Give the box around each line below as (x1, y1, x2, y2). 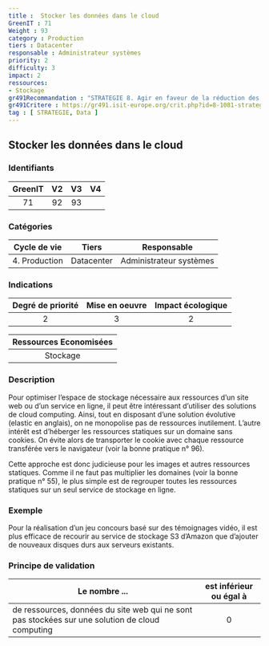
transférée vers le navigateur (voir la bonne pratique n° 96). (8, 443, 205, 453)
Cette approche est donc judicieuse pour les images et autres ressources (8, 459, 251, 469)
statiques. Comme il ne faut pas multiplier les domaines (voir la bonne (8, 467, 239, 477)
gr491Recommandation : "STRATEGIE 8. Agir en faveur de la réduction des (8, 94, 260, 102)
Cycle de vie (13, 242, 62, 253)
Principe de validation (8, 559, 95, 571)
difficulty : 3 (8, 64, 56, 72)
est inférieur (205, 581, 254, 592)
